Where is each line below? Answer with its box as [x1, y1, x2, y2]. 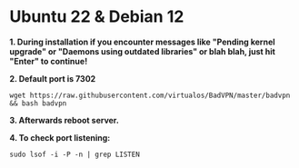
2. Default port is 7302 [9, 73, 96, 84]
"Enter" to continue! [9, 55, 88, 66]
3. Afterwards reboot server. [9, 114, 120, 125]
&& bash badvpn [9, 98, 67, 108]
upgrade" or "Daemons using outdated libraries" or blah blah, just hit [9, 45, 275, 56]
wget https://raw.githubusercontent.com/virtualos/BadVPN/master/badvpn [9, 91, 291, 100]
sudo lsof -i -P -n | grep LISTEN [9, 150, 141, 159]
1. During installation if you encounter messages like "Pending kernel [9, 36, 275, 47]
